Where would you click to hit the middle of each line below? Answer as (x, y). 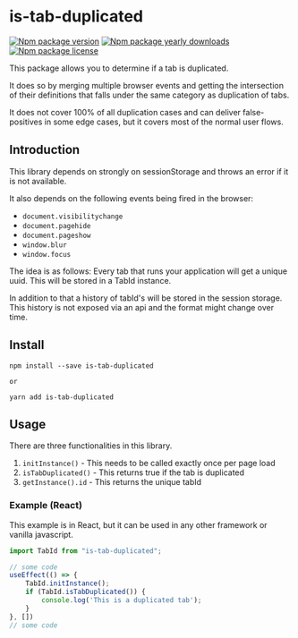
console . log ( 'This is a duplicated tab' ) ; (122, 600)
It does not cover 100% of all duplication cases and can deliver (125, 112)
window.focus (47, 254)
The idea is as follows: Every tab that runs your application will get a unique (149, 271)
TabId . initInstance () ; (68, 583)
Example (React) (46, 506)
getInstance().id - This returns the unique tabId (112, 482)
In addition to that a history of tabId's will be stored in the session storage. (146, 298)
